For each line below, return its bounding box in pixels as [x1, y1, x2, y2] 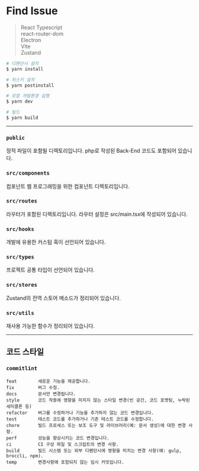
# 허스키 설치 [6, 77, 35, 83]
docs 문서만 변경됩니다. [6, 391, 76, 397]
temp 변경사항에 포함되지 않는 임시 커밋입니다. [6, 459, 124, 465]
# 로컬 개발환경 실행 [6, 93, 50, 99]
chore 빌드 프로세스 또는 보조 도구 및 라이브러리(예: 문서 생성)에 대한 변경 [6, 422, 187, 428]
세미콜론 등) [6, 403, 33, 409]
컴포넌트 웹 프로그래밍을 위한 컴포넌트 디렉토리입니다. [6, 182, 130, 189]
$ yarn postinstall [6, 82, 54, 88]
